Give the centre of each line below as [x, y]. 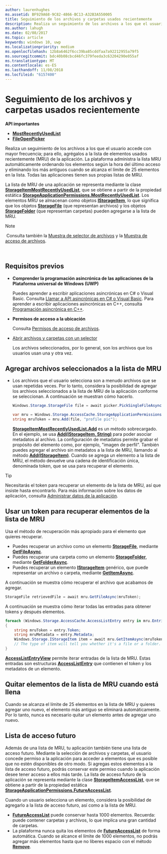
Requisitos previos [35, 266]
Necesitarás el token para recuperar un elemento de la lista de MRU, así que [83, 485]
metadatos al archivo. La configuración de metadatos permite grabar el [85, 440]
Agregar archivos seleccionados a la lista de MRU [83, 369]
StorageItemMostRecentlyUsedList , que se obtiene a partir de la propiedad [83, 189]
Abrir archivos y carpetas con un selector [55, 338]
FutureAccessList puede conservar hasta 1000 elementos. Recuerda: [84, 815]
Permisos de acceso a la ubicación [49, 319]
